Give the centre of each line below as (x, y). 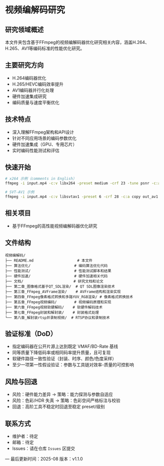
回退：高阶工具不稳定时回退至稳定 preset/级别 (58, 407)
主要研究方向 (24, 65)
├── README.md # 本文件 (49, 260)
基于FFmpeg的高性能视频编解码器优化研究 (55, 226)
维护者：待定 (25, 436)
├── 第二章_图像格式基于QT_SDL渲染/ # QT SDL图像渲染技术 (60, 287)
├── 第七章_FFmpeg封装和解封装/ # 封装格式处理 (52, 312)
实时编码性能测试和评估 (36, 150)
